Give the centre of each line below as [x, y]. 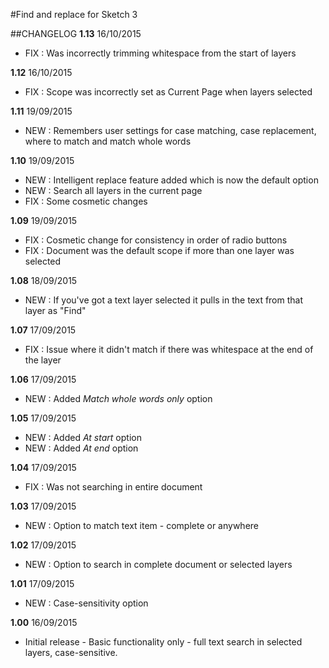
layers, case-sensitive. [71, 652]
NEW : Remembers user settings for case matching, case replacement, [170, 130]
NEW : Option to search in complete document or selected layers [158, 564]
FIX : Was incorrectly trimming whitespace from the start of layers [160, 53]
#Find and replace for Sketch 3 [74, 14]
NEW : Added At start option [83, 437]
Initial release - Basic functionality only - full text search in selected [163, 642]
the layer [43, 360]
